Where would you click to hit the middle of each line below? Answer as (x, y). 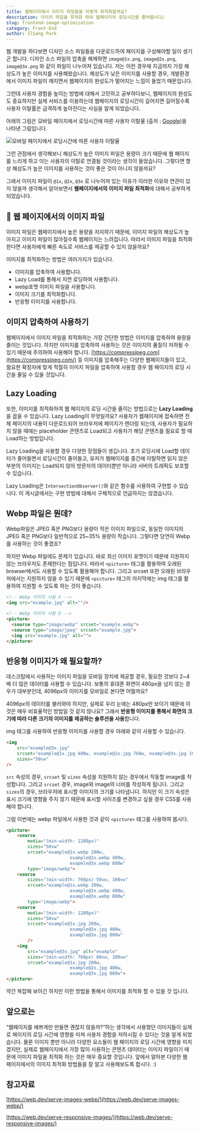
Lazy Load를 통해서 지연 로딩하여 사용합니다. (67, 279)
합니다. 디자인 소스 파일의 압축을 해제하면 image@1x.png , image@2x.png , (94, 59)
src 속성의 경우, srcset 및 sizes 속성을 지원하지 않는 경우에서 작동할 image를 (96, 776)
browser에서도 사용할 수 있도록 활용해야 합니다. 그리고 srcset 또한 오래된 (91, 571)
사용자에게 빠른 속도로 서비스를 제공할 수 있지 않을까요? (86, 246)
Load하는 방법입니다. (31, 438)
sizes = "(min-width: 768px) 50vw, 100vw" (78, 880)
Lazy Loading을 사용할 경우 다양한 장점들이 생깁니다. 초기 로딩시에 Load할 (92, 451)
